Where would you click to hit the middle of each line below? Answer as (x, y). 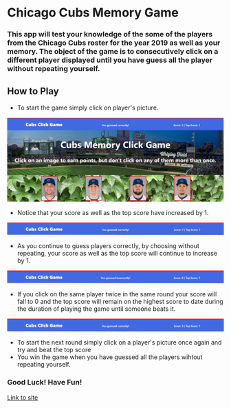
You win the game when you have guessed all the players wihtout (110, 357)
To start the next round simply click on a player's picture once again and (119, 343)
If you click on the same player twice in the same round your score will (117, 294)
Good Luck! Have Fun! (45, 382)
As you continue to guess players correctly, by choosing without (108, 246)
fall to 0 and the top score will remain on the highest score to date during (120, 302)
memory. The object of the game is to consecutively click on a (113, 52)
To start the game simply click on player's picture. (88, 108)
